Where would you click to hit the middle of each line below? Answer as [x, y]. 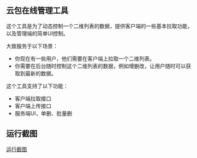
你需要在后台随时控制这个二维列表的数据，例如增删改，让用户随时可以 [100, 66]
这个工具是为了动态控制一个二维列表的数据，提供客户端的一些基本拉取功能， [99, 26]
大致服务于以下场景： [32, 46]
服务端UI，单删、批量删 [43, 113]
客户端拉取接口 [33, 98]
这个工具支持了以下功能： [37, 86]
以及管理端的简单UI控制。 [38, 33]
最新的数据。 [41, 73]
